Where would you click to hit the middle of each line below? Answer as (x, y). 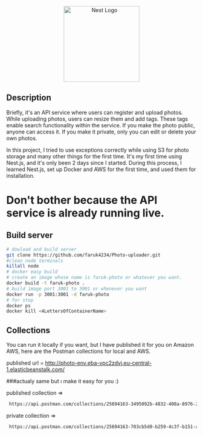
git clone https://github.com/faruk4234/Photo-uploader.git (84, 255)
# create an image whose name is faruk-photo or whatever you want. (94, 278)
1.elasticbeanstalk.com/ (36, 369)
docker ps (19, 306)
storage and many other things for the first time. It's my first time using (94, 156)
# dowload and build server (42, 249)
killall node (23, 266)
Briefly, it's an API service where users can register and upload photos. (95, 112)
